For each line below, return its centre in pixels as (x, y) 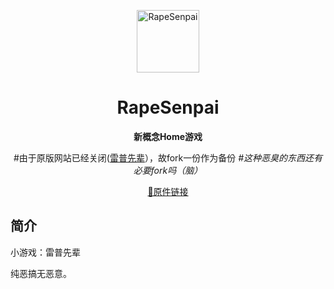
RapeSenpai (168, 107)
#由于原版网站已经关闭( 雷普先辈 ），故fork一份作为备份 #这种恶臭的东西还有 (168, 157)
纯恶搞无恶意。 (41, 273)
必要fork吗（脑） (168, 170)
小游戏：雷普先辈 (45, 252)
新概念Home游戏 (168, 136)
